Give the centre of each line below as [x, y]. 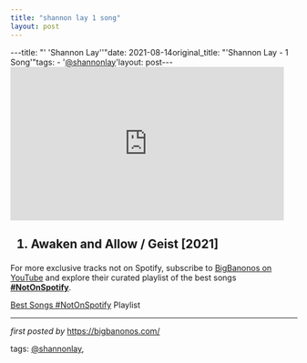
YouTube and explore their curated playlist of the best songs [123, 277]
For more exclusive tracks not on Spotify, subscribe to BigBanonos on [141, 267]
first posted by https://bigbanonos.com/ [85, 331]
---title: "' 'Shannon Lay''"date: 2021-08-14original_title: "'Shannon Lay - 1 [149, 52]
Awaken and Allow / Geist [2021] [125, 243]
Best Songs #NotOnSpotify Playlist [75, 305]
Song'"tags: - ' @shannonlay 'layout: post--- [92, 62]
